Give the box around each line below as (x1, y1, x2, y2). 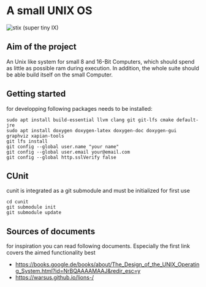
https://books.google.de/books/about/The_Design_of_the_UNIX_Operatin (15, 261, 200, 268)
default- (176, 117, 199, 123)
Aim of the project (6, 42, 77, 52)
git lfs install (6, 138, 48, 144)
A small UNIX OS (6, 4, 93, 18)
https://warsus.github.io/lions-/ (15, 274, 94, 281)
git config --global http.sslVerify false (6, 154, 116, 160)
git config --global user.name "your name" (6, 143, 120, 150)
